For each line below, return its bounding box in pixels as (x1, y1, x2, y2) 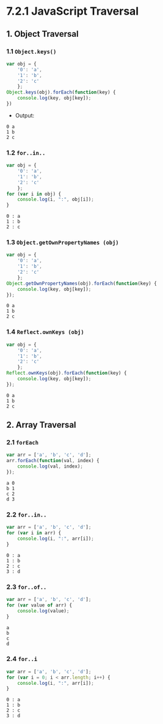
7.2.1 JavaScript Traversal (6, 4, 139, 18)
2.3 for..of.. (6, 583, 47, 591)
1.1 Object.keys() (6, 47, 57, 56)
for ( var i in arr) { (6, 530, 62, 536)
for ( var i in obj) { (6, 191, 62, 197)
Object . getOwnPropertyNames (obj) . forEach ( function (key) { (6, 280, 157, 286)
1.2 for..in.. (6, 148, 46, 157)
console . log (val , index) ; (17, 463, 84, 469)
